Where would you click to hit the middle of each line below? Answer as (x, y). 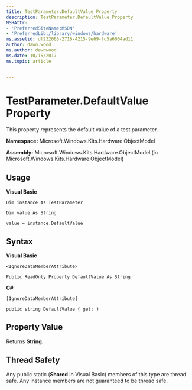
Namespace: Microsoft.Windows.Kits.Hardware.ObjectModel (81, 141)
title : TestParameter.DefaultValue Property (62, 12)
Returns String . (25, 341)
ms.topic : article (29, 61)
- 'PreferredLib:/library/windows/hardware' (62, 34)
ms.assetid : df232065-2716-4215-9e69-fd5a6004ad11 (70, 39)
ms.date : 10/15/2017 (32, 56)
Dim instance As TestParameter (45, 203)
